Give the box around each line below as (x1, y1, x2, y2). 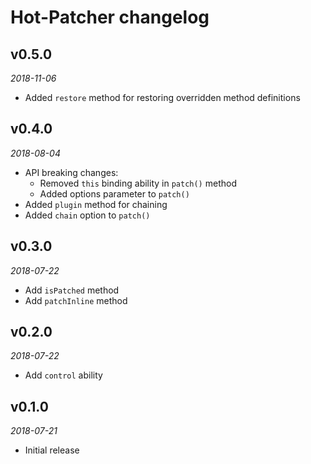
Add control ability (24, 369, 103, 381)
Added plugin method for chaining (24, 198, 168, 210)
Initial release (24, 444, 80, 456)
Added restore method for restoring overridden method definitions (24, 92, 301, 103)
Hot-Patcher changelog (10, 6, 210, 29)
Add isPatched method (24, 284, 120, 296)
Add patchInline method (24, 294, 128, 306)
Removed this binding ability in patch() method (39, 177, 237, 189)
